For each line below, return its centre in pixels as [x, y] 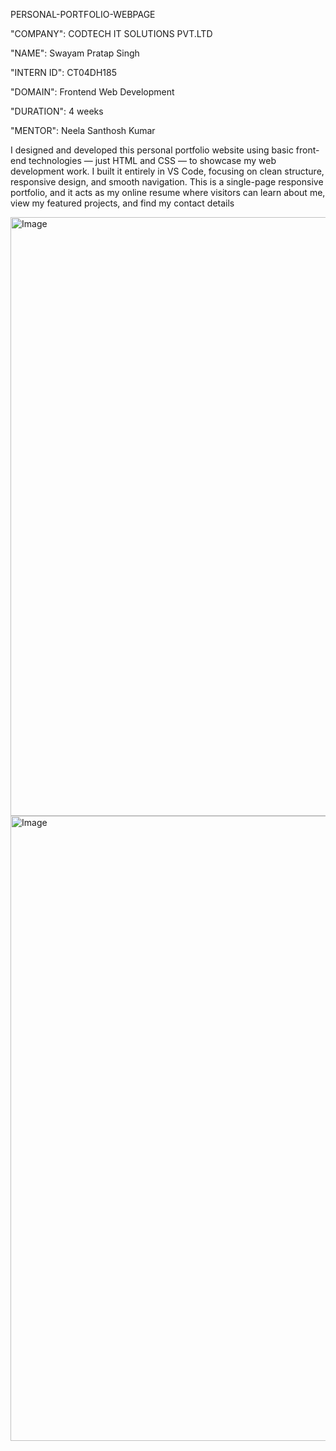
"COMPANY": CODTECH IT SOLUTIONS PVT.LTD [111, 33]
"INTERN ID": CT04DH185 [63, 72]
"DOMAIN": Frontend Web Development [92, 92]
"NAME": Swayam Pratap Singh [75, 53]
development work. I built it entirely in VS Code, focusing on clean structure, [167, 171]
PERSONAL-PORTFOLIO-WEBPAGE [83, 14]
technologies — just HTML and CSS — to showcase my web [152, 160]
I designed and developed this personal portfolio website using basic [152, 150]
